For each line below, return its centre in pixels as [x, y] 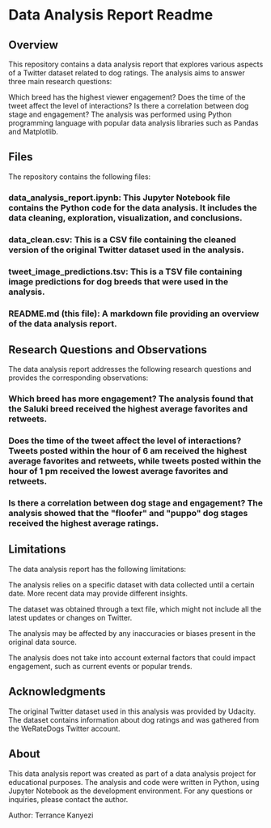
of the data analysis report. [63, 323]
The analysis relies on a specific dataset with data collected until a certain [131, 584]
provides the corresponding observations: [78, 378]
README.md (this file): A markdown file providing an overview [134, 314]
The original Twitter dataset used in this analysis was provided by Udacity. [132, 711]
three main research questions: [60, 81]
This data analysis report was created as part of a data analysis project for [132, 773]
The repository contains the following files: [80, 177]
